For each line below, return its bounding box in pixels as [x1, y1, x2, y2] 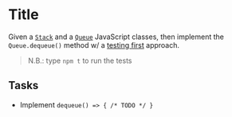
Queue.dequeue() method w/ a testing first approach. [8, 40, 180, 49]
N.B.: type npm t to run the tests [27, 56, 132, 65]
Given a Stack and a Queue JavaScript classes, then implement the [8, 32, 225, 41]
